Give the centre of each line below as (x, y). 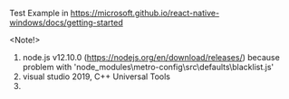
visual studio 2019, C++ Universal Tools (96, 76)
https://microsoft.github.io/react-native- (145, 13)
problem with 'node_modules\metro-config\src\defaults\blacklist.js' (148, 67)
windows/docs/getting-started (67, 22)
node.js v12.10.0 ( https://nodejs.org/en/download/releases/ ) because (151, 57)
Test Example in (39, 13)
